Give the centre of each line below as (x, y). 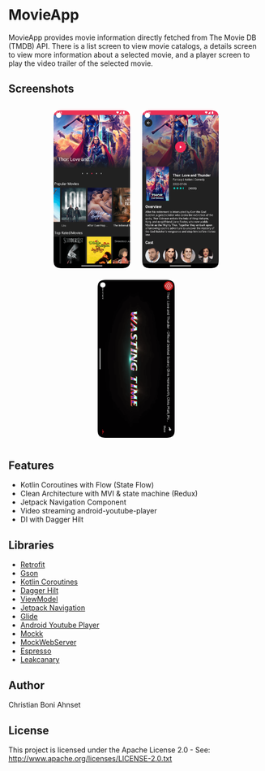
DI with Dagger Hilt (51, 520)
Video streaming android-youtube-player (89, 511)
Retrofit (32, 565)
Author (26, 685)
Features (31, 466)
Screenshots (41, 89)
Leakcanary (40, 660)
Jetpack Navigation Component (73, 502)
